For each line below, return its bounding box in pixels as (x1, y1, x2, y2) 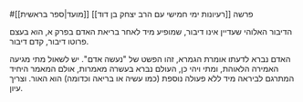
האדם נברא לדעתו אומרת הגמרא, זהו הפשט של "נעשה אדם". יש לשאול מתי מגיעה (9, 54, 291, 64)
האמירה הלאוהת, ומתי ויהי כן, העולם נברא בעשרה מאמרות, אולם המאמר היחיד (9, 64, 279, 74)
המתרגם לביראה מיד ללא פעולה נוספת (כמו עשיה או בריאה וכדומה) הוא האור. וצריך (9, 73, 295, 84)
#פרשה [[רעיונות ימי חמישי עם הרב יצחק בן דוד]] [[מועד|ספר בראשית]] (9, 9, 254, 19)
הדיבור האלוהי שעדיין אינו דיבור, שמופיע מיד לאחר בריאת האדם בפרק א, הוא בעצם (9, 26, 293, 36)
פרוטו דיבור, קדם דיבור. (9, 36, 89, 46)
